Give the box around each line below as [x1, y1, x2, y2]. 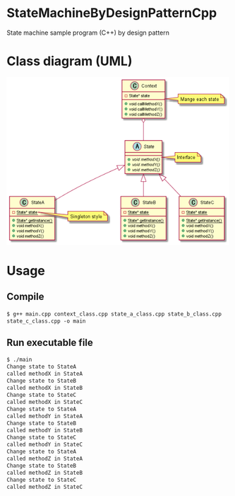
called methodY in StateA [6, 413, 83, 420]
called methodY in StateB [6, 427, 83, 434]
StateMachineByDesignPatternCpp [6, 5, 217, 21]
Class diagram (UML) [6, 53, 133, 69]
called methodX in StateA [6, 370, 83, 378]
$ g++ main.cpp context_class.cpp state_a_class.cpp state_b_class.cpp [6, 310, 222, 318]
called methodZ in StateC [6, 483, 83, 491]
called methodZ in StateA [6, 455, 83, 463]
